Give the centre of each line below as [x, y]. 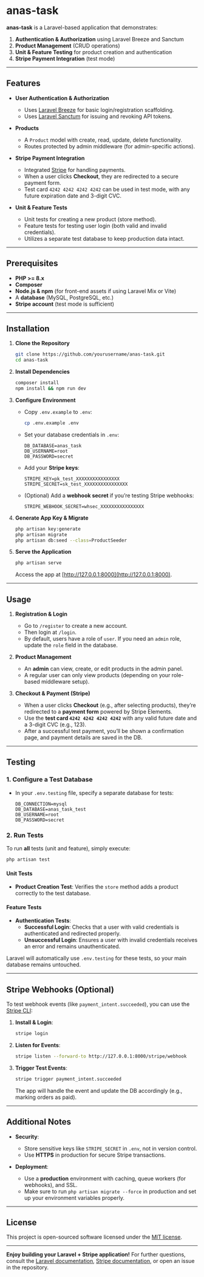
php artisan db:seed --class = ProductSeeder [71, 540]
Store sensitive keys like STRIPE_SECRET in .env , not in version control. [110, 1148]
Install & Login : [34, 1022]
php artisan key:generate [48, 529]
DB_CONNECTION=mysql [41, 804]
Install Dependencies [42, 372]
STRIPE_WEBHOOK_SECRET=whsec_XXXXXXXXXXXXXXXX [84, 506]
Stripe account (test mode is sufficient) [64, 304]
